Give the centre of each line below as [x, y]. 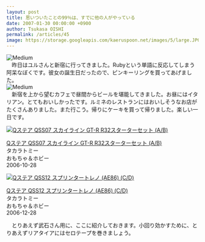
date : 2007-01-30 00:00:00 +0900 [49, 23]
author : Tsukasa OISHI [35, 29]
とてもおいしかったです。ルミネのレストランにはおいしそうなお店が [112, 102]
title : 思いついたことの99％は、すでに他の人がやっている [71, 18]
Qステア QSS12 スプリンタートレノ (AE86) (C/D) [67, 190]
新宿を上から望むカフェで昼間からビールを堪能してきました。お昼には [99, 94]
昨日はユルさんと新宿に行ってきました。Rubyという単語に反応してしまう [103, 65]
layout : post [23, 12]
